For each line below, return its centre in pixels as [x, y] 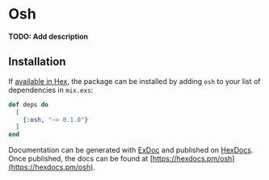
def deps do [28, 105]
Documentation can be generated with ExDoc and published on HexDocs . [131, 150]
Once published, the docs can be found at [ [81, 159]
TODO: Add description [48, 36]
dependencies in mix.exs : [51, 90]
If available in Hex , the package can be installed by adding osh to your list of [134, 81]
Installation [37, 62]
